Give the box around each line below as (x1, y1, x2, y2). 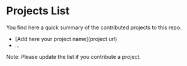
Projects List (6, 4, 70, 18)
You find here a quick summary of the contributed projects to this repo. (6, 24, 182, 31)
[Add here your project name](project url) (14, 35, 117, 42)
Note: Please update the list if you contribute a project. (6, 53, 141, 60)
